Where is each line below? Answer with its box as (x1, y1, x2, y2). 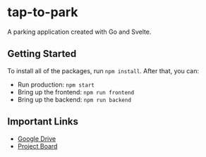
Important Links (7, 115, 79, 127)
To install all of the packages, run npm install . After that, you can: (7, 66, 200, 75)
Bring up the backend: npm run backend (17, 95, 132, 103)
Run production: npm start (17, 80, 95, 89)
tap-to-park (7, 4, 78, 20)
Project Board (17, 142, 58, 150)
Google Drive (17, 134, 56, 143)
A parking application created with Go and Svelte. (7, 27, 152, 36)
